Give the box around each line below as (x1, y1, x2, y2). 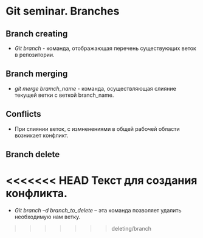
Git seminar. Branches (5, 4, 120, 18)
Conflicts (5, 109, 41, 119)
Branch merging (5, 69, 68, 79)
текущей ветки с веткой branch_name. (14, 91, 114, 99)
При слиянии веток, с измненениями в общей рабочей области (14, 125, 180, 132)
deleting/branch (111, 225, 151, 232)
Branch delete (5, 149, 60, 159)
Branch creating (5, 29, 68, 39)
